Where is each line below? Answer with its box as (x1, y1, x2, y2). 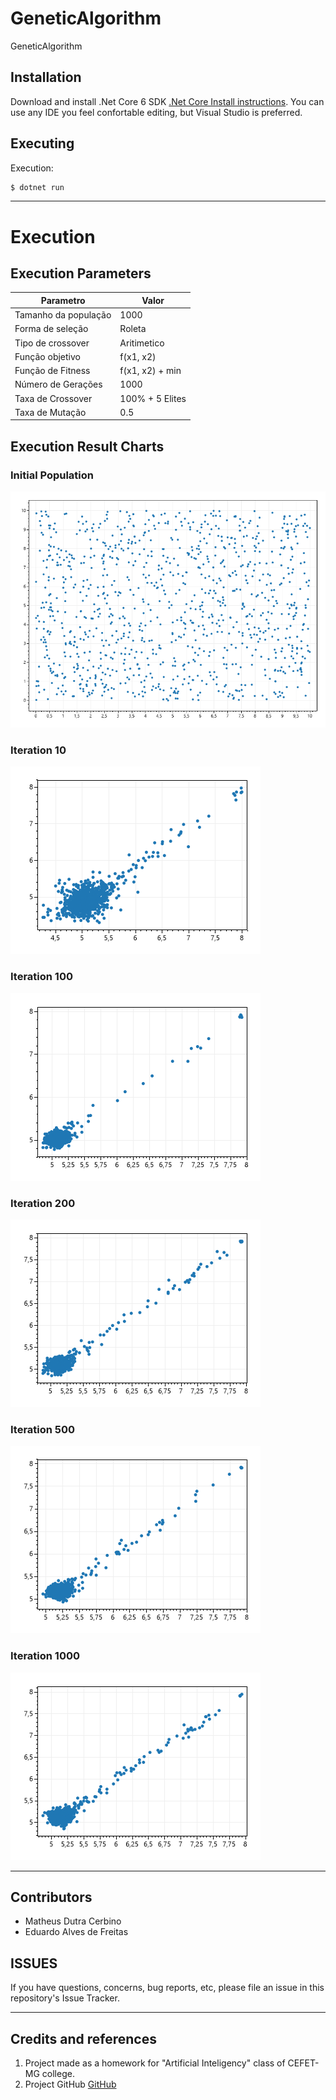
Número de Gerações (14, 378, 103, 391)
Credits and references (10, 2030, 157, 2047)
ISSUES (10, 1955, 58, 1972)
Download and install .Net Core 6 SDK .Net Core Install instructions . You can (10, 95, 325, 107)
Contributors (10, 1889, 93, 1906)
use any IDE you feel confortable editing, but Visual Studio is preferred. (10, 106, 303, 118)
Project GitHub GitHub (24, 2078, 117, 2091)
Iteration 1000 (10, 1649, 81, 1663)
